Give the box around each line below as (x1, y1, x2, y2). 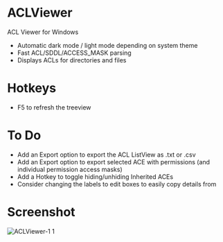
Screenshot (7, 205, 75, 220)
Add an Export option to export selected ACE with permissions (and (17, 157, 210, 166)
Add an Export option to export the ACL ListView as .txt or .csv (17, 150, 196, 159)
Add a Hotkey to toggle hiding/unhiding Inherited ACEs (17, 172, 174, 181)
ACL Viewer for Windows (7, 28, 79, 36)
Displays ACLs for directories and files (17, 55, 127, 64)
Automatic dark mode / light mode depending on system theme (17, 41, 198, 49)
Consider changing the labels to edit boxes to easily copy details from (17, 180, 217, 188)
